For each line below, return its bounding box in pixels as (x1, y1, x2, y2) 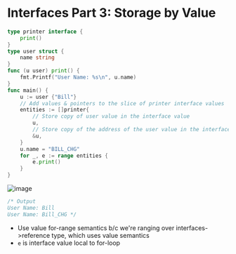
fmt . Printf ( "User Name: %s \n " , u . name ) (20, 74, 137, 81)
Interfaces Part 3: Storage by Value (7, 5, 216, 21)
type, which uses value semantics (51, 231, 150, 239)
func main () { (7, 86, 49, 94)
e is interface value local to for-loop (17, 239, 121, 247)
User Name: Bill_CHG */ (7, 210, 77, 218)
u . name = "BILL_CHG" (20, 145, 80, 152)
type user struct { (7, 48, 65, 55)
